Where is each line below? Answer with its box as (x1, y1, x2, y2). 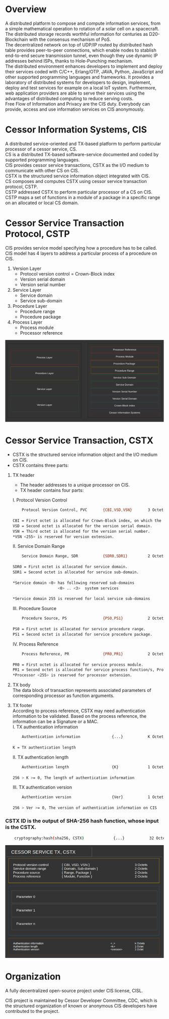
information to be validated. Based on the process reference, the (12, 713, 147, 719)
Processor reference (20, 330, 63, 336)
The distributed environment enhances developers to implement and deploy (5, 63, 162, 69)
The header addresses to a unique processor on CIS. (20, 482, 130, 488)
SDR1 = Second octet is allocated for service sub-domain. (12, 570, 139, 575)
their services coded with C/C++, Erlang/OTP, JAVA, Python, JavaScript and (5, 68, 163, 74)
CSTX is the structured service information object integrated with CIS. (5, 173, 150, 179)
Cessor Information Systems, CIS (5, 124, 147, 135)
